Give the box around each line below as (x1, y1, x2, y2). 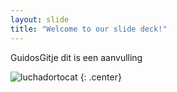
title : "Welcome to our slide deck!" (10, 24, 168, 34)
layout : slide (10, 14, 70, 25)
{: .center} (79, 71, 122, 83)
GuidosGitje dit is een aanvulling (10, 51, 143, 63)
